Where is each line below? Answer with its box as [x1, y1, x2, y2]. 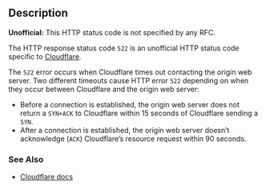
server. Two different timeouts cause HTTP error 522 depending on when [8, 75, 249, 85]
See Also [8, 154, 44, 165]
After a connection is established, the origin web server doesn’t [19, 125, 230, 135]
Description [8, 6, 68, 20]
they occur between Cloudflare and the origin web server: [8, 84, 200, 94]
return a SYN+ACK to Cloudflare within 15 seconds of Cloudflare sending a [19, 108, 259, 118]
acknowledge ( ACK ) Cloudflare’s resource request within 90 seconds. [19, 134, 247, 143]
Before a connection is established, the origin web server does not [19, 99, 240, 109]
